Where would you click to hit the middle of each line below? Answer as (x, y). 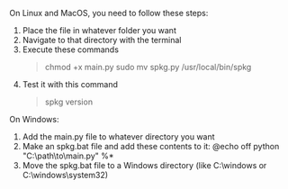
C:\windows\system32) (65, 175)
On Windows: (34, 119)
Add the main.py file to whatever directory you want (118, 137)
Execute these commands (71, 49)
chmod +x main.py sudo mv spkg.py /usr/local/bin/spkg (148, 67)
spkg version (68, 102)
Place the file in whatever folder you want (99, 30)
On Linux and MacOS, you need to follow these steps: (109, 13)
